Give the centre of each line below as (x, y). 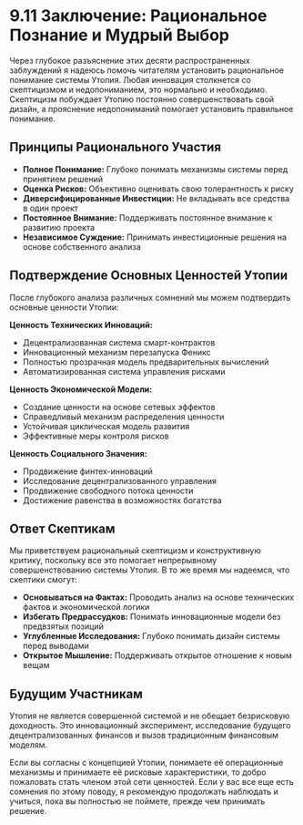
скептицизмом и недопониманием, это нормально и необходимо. (138, 89)
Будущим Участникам (76, 694)
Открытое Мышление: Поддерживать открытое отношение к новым (157, 655)
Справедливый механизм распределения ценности (123, 417)
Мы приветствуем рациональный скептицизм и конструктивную (135, 551)
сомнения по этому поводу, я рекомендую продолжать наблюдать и (144, 792)
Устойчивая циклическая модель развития (106, 426)
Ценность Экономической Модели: (81, 389)
